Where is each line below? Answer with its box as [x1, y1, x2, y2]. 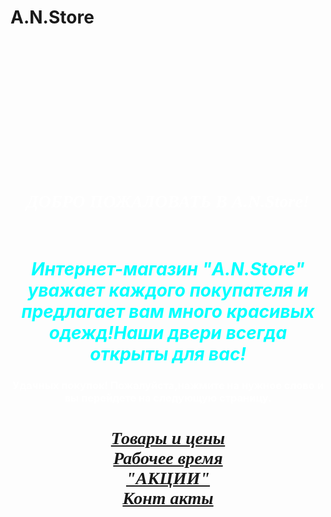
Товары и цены [110, 428, 226, 449]
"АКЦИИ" [125, 468, 211, 489]
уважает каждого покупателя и [27, 279, 309, 302]
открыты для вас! [89, 343, 247, 366]
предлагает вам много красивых [21, 301, 315, 323]
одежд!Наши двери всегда [48, 322, 288, 345]
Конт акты [122, 488, 214, 509]
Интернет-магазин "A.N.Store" [31, 258, 305, 281]
